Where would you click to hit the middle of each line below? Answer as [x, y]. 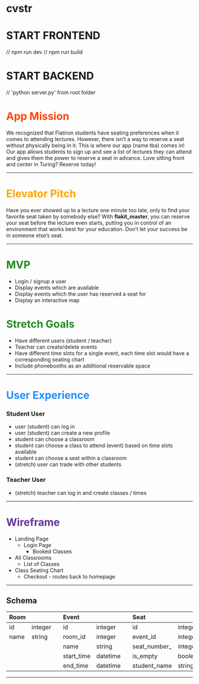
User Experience [48, 395]
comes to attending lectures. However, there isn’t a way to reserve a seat [95, 139]
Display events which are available [57, 287]
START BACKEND [50, 76]
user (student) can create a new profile [62, 433]
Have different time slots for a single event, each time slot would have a [102, 353]
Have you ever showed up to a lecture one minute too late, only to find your [98, 210]
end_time [76, 666]
